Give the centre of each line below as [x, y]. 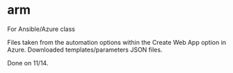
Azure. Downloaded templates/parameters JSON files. [85, 50]
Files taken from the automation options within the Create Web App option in [117, 42]
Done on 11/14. [28, 63]
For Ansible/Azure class [41, 29]
